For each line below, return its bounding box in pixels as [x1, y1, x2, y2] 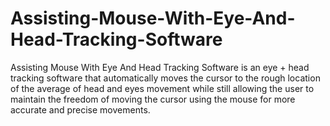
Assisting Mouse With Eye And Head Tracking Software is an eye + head [10, 61, 310, 73]
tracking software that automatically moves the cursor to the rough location [10, 72, 321, 84]
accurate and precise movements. [10, 103, 151, 116]
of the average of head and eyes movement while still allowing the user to [10, 82, 315, 94]
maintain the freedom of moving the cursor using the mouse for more [10, 93, 296, 105]
